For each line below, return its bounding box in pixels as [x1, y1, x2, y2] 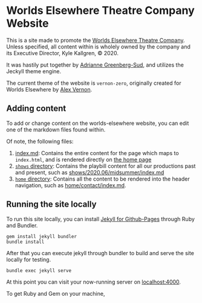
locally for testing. [6, 256, 51, 263]
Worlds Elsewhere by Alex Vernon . [6, 85, 93, 93]
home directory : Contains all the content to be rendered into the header [15, 175, 190, 182]
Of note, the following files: [6, 138, 74, 145]
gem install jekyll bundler [6, 233, 77, 239]
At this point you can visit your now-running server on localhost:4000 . [6, 278, 181, 285]
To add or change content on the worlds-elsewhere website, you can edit [6, 119, 189, 127]
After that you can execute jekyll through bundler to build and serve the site [6, 249, 195, 256]
